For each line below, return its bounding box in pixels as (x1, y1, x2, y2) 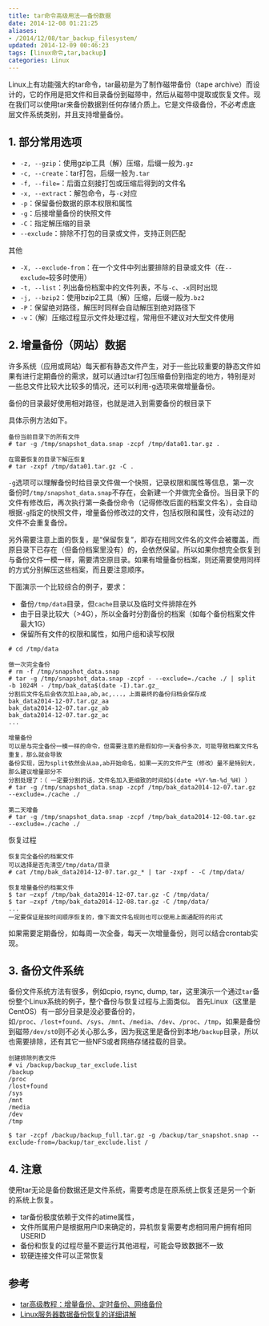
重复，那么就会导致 (8, 751, 62, 759)
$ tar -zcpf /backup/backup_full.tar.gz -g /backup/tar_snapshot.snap (8, 1132, 249, 1140)
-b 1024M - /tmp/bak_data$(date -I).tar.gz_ (8, 681, 159, 690)
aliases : (8, 26, 38, 34)
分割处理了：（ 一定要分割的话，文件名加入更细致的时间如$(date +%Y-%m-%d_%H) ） (8, 776, 251, 785)
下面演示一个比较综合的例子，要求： (8, 582, 128, 591)
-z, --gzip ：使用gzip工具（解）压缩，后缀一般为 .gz (19, 158, 194, 168)
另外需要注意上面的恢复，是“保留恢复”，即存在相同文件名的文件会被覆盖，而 (8, 534, 260, 544)
